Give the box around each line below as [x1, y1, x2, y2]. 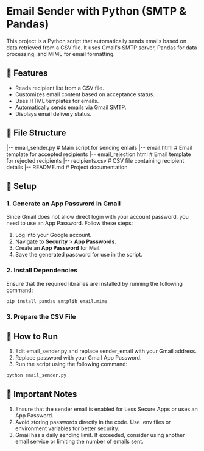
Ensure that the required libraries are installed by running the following [6, 280, 183, 287]
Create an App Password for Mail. [15, 244, 102, 252]
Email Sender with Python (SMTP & [6, 4, 187, 18]
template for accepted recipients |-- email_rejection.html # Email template [6, 151, 191, 158]
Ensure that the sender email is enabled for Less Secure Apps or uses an [15, 405, 198, 413]
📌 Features [6, 68, 48, 79]
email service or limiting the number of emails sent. [15, 438, 144, 445]
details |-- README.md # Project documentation [6, 163, 128, 171]
